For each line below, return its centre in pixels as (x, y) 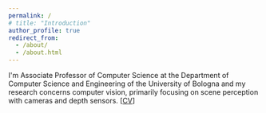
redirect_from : (34, 38)
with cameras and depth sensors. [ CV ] (72, 101)
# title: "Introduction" (50, 23)
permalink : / (30, 16)
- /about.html (39, 53)
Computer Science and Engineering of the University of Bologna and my (127, 84)
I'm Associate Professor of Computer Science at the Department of (119, 75)
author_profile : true (44, 30)
